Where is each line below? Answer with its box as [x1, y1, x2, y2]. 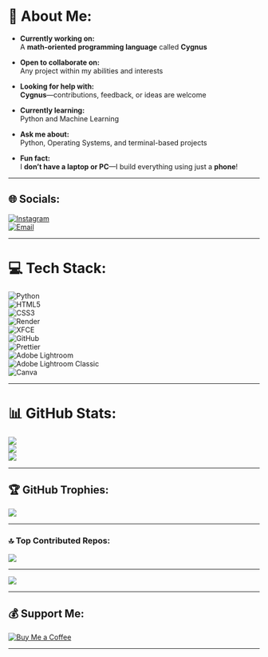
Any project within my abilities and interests [19, 65, 164, 75]
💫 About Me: [8, 7, 93, 26]
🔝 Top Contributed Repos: [8, 535, 110, 546]
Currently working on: [19, 34, 95, 43]
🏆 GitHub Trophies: [8, 483, 109, 497]
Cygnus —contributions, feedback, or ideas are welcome [19, 89, 207, 99]
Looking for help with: [19, 81, 94, 91]
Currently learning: [19, 105, 85, 115]
